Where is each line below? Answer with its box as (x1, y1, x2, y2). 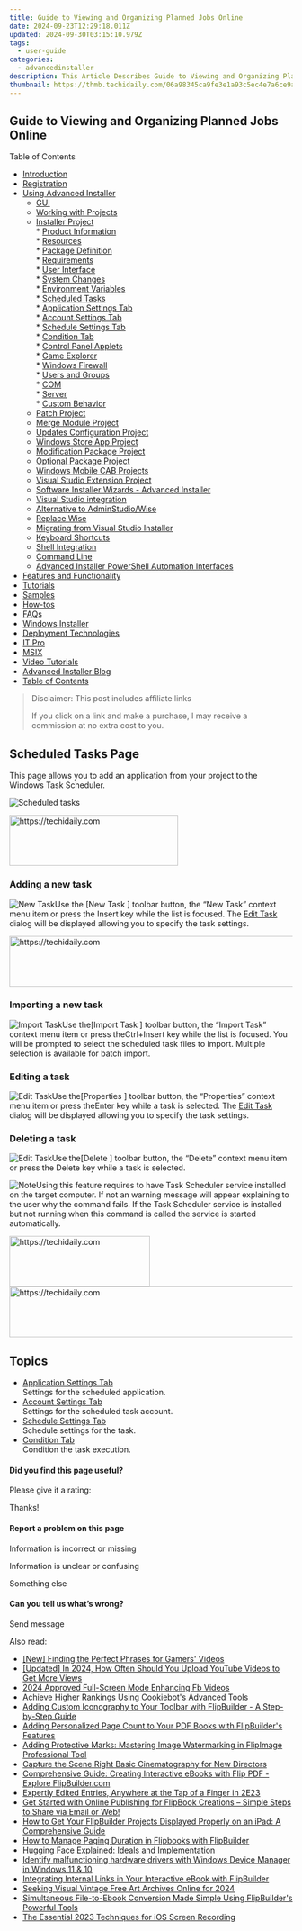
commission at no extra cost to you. (31, 720, 164, 731)
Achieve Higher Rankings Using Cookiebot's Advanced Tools (22, 1692, 249, 1702)
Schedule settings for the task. (22, 1425, 137, 1436)
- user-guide (17, 47, 67, 56)
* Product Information (35, 226, 117, 237)
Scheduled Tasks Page (9, 746, 140, 762)
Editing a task (9, 1070, 70, 1083)
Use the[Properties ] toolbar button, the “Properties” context (51, 1091, 276, 1102)
